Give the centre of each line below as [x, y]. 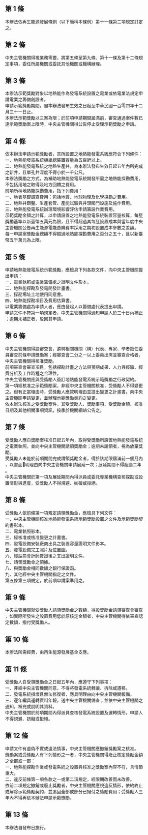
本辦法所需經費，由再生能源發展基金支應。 [48, 652]
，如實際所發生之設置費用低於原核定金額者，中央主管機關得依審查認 [74, 616]
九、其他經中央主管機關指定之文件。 [42, 574]
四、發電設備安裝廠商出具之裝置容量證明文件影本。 [57, 543]
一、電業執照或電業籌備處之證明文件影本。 [48, 282]
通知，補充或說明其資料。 [31, 706]
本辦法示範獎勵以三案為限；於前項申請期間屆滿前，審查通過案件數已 [74, 118]
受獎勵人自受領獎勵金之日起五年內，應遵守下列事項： [59, 682]
